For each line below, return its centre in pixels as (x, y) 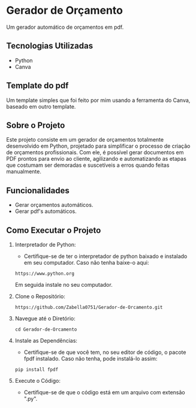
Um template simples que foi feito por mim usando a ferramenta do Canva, (98, 100)
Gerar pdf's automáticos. (46, 211)
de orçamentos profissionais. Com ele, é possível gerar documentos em (95, 152)
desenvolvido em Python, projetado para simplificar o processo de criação (98, 146)
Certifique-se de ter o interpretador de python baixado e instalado (105, 256)
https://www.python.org (45, 274)
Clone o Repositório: (40, 296)
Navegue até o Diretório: (45, 318)
